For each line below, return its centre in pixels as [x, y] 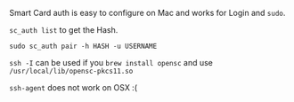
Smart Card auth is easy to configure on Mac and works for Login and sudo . [147, 13]
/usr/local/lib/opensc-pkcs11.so [71, 71]
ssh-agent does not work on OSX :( [73, 87]
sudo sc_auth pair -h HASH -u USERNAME [83, 46]
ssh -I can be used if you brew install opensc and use [111, 63]
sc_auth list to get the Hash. [64, 30]
